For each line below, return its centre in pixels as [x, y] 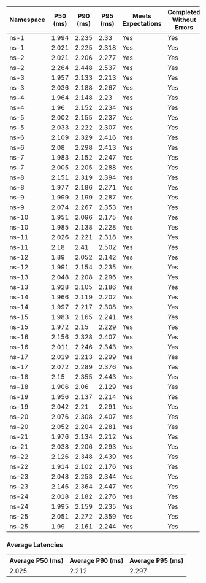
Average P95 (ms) [157, 561]
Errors [184, 27]
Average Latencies [35, 544]
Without [184, 20]
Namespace [28, 20]
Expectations [142, 24]
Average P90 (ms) [97, 561]
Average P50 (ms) [36, 561]
